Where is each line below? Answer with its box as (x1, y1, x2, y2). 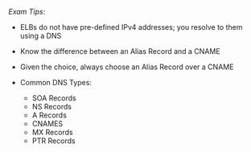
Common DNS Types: (19, 78, 93, 87)
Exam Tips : (8, 7, 46, 16)
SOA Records (31, 93, 76, 103)
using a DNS (19, 31, 62, 40)
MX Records (31, 128, 74, 137)
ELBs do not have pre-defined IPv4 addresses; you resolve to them (19, 23, 243, 31)
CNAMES (31, 119, 64, 128)
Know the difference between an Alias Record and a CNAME (19, 47, 220, 55)
